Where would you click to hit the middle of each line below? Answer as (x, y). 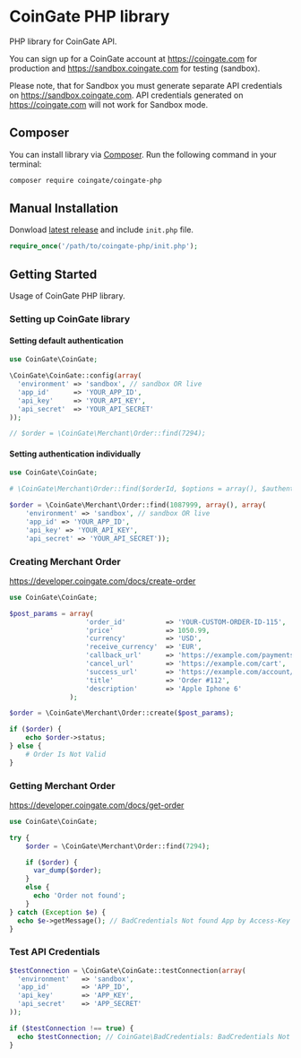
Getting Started (53, 274)
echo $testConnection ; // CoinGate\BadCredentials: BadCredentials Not (154, 1036)
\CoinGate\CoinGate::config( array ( (76, 376)
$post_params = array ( (52, 613)
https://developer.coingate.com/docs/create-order (103, 581)
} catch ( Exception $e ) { (57, 912)
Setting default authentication (66, 340)
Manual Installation (64, 208)
